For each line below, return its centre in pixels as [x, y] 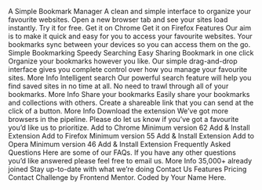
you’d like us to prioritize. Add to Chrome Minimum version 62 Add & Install [129, 127]
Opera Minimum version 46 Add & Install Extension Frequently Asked [120, 144]
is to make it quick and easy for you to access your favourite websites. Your [130, 36]
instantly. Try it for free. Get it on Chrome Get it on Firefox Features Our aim [130, 28]
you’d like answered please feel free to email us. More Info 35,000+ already [130, 161]
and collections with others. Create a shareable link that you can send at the [131, 102]
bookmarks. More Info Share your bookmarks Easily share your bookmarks [129, 94]
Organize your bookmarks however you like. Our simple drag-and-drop [123, 61]
